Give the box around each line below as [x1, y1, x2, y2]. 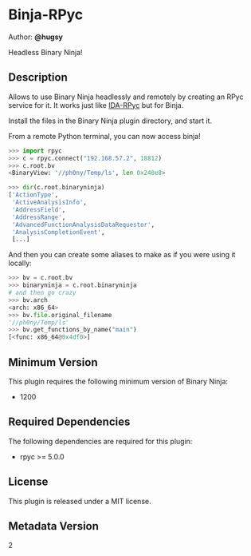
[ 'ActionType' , [8, 191, 59, 199]
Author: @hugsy [8, 32, 64, 42]
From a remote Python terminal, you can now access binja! [8, 131, 201, 141]
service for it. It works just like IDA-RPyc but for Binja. [8, 100, 184, 109]
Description [8, 70, 68, 85]
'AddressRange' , [11, 213, 66, 221]
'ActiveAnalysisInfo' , [11, 198, 88, 206]
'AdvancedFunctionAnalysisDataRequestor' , [11, 220, 155, 228]
